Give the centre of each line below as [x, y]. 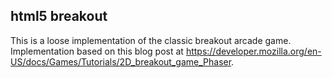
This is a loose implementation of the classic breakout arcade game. [151, 40]
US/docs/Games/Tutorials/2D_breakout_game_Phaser [121, 61]
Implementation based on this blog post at [97, 51]
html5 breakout [59, 16]
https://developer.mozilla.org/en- [253, 51]
